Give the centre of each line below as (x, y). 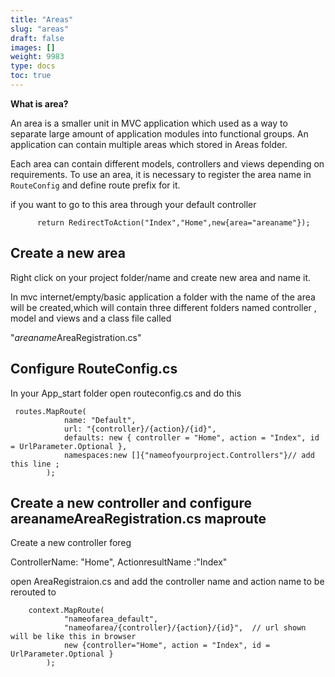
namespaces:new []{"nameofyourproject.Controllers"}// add (189, 455)
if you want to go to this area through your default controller (133, 204)
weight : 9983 (37, 57)
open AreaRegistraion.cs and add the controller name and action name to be (167, 582)
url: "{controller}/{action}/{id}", (140, 429)
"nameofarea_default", (111, 619)
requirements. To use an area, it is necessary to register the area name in (161, 174)
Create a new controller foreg (71, 543)
